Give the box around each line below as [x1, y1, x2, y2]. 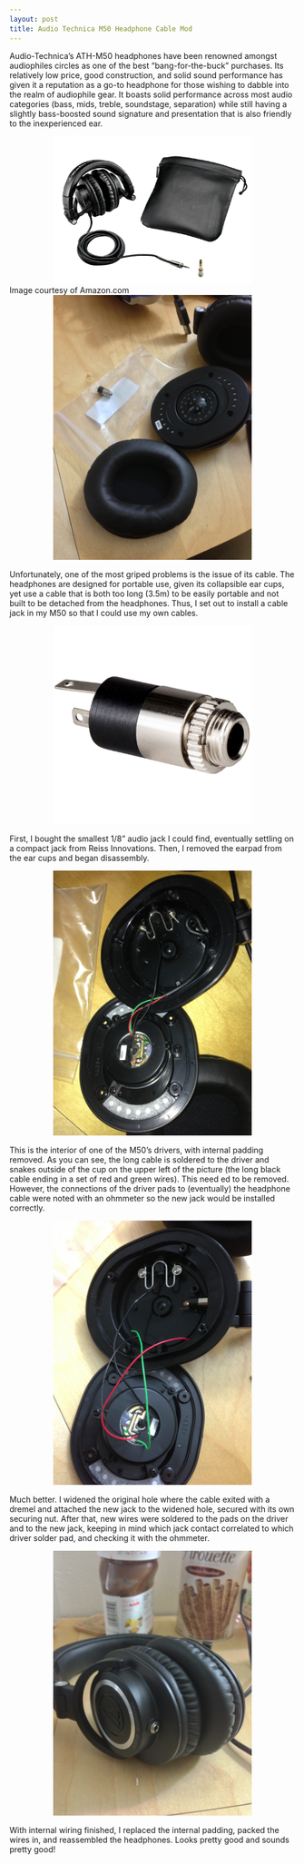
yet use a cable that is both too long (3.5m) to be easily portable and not [9, 588, 279, 599]
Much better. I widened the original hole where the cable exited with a [9, 1494, 270, 1506]
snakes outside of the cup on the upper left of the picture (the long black [9, 1163, 281, 1174]
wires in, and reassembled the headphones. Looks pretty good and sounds [9, 1834, 290, 1845]
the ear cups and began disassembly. [9, 852, 150, 863]
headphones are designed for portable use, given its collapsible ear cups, [9, 578, 285, 589]
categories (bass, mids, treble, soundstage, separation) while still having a [9, 98, 288, 109]
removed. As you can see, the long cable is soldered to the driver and [9, 1153, 270, 1165]
